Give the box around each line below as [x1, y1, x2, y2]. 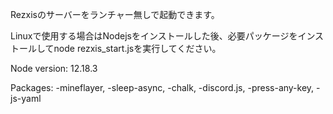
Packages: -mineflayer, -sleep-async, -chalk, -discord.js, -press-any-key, [10, 82, 315, 93]
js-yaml [10, 93, 42, 104]
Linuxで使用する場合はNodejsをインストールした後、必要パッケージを [10, 30, 298, 42]
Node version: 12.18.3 [10, 63, 98, 74]
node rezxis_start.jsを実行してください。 [53, 43, 222, 54]
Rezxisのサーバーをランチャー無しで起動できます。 [10, 9, 220, 20]
